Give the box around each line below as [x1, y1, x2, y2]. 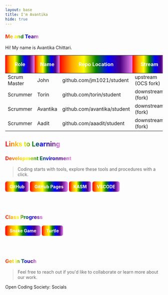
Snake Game [9, 227, 36, 233]
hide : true [5, 16, 28, 21]
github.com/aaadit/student [62, 119, 125, 126]
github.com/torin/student [62, 91, 121, 98]
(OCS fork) [134, 79, 160, 86]
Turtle [46, 227, 59, 233]
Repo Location [78, 60, 114, 67]
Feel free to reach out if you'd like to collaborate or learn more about [17, 268, 158, 275]
